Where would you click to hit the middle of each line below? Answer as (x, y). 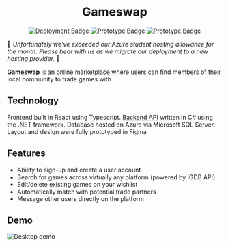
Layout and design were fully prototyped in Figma (77, 131)
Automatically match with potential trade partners (86, 192)
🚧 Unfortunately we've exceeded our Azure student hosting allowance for (111, 44)
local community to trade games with (59, 79)
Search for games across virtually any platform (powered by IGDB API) (116, 177)
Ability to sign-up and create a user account (79, 170)
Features (26, 154)
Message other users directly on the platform (81, 198)
